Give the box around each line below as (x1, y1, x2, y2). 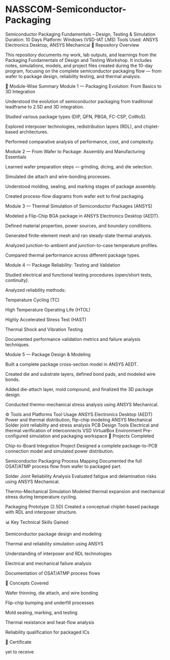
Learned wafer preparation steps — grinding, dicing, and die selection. (5, 163, 153, 169)
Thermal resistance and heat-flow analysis (5, 619, 95, 625)
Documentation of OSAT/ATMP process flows (5, 570, 100, 576)
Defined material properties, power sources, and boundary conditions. (5, 222, 152, 229)
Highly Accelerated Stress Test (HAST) (5, 316, 87, 323)
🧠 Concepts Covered (5, 580, 49, 586)
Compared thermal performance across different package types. (5, 252, 141, 258)
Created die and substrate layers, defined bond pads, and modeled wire (5, 371, 156, 377)
